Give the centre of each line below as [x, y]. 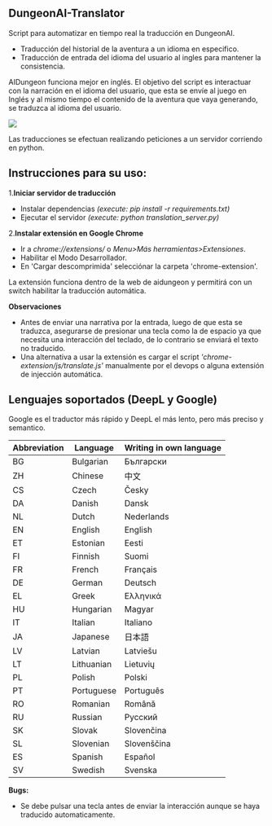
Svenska [140, 771]
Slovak [85, 731]
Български [145, 462]
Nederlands [147, 516]
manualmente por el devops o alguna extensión [184, 365]
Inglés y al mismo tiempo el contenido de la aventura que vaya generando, [133, 99]
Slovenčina [145, 731]
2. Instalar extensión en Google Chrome [76, 233]
